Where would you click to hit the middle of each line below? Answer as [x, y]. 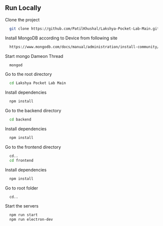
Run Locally [23, 8]
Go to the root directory [29, 74]
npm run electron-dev [31, 220]
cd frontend [22, 160]
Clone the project [22, 19]
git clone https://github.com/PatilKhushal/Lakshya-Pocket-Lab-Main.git [84, 29]
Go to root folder [22, 188]
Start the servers [22, 206]
